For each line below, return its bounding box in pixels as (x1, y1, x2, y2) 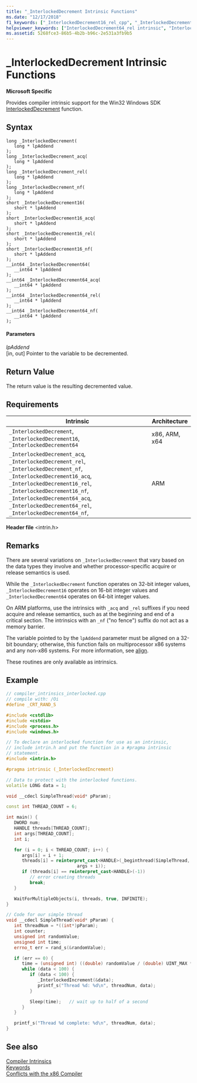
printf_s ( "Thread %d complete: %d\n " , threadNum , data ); (13, 1020, 157, 1027)
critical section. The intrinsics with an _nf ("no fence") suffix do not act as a (6, 617, 189, 624)
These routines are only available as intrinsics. (6, 658, 118, 665)
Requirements (6, 399, 59, 409)
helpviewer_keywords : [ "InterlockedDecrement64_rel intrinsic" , (6, 25, 167, 31)
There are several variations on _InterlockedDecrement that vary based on (6, 557, 185, 564)
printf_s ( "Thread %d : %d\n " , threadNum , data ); (37, 982, 157, 988)
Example (6, 675, 39, 685)
